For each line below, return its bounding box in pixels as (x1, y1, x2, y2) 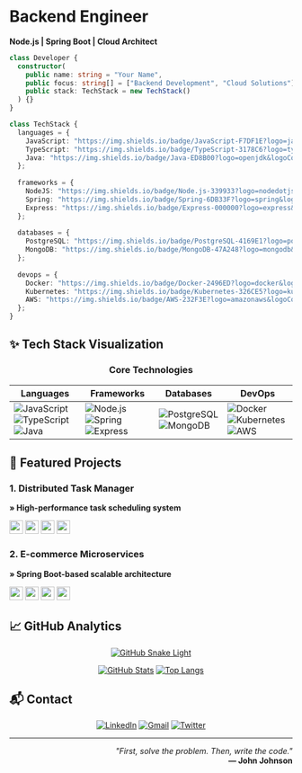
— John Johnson (227, 755, 293, 766)
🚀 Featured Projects (9, 456, 122, 471)
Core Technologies (109, 364, 193, 377)
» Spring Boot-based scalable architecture (9, 568, 173, 579)
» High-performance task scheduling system (9, 502, 182, 513)
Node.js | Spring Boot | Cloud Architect (9, 36, 158, 47)
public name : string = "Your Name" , (25, 70, 164, 79)
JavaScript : (25, 137, 70, 146)
